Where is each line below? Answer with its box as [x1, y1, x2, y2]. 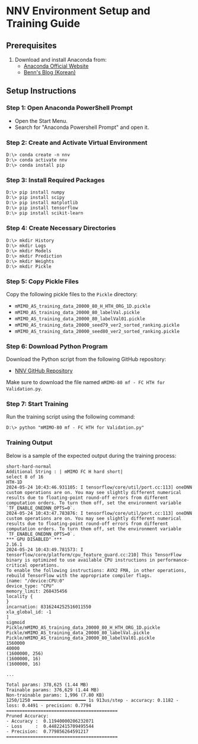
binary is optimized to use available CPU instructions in [6, 557, 155, 563]
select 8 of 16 [6, 474, 44, 480]
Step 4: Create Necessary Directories [6, 224, 116, 232]
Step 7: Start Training [6, 400, 69, 408]
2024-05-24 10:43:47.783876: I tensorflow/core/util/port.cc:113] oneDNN [6, 510, 193, 516]
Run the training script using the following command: [6, 413, 135, 420]
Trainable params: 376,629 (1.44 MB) [6, 687, 100, 693]
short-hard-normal [6, 463, 52, 470]
